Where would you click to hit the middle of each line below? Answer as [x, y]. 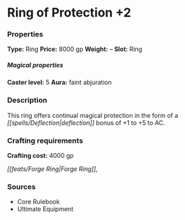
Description [27, 100]
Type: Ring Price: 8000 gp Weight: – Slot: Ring [75, 49]
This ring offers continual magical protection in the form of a [92, 115]
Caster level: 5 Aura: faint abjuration [59, 82]
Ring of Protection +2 [69, 13]
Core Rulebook [38, 202]
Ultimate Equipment [45, 209]
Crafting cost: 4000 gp [40, 156]
